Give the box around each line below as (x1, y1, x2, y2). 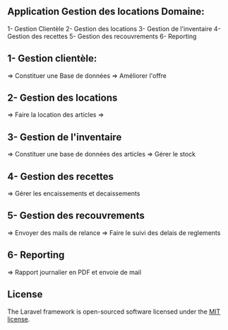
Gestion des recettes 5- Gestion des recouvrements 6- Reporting (7, 32, 197, 40)
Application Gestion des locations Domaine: (7, 6, 205, 18)
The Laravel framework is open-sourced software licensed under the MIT (7, 307, 221, 316)
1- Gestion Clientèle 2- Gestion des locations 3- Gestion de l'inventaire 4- (7, 24, 221, 33)
